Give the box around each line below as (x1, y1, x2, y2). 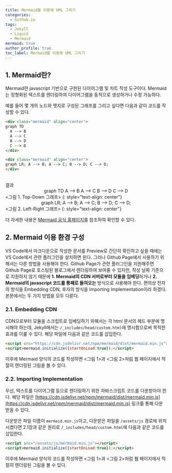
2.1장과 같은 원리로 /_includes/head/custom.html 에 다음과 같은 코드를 (23, 424, 164, 430)
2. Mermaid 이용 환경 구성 (5, 233, 84, 242)
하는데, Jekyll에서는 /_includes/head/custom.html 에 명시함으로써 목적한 (18, 324, 166, 331)
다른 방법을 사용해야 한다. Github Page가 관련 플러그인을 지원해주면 (18, 260, 155, 267)
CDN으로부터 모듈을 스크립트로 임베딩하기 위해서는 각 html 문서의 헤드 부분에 (5, 318, 160, 324)
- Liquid (10, 31, 29, 36)
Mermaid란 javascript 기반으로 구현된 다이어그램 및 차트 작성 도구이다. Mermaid (5, 85, 167, 91)
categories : (5, 12, 31, 17)
